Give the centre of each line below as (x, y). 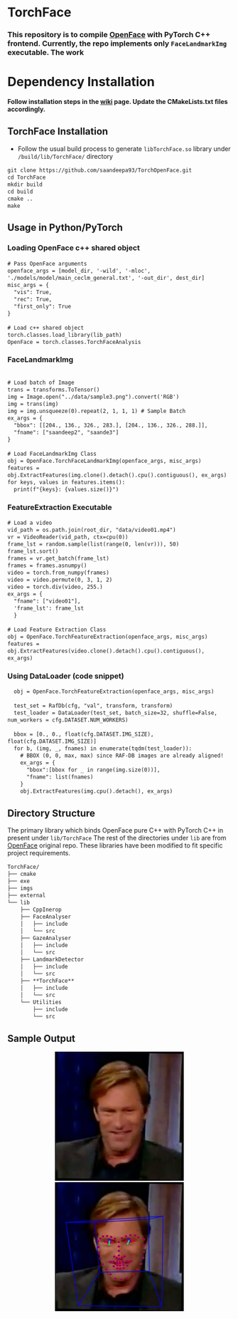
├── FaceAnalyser (46, 917)
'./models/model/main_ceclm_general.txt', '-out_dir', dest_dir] (106, 278)
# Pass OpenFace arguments (47, 264)
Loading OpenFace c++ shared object (74, 248)
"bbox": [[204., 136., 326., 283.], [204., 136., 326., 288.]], (111, 425)
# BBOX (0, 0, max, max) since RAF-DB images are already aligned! (122, 756)
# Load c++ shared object (45, 328)
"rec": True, (33, 299)
